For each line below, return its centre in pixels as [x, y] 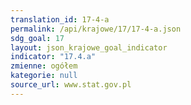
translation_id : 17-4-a [60, 19]
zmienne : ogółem [44, 66]
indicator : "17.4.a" [53, 57]
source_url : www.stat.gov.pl [71, 85]
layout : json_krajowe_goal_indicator [89, 47]
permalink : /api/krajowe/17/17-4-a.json [96, 29]
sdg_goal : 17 [37, 38]
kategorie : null [44, 76]
